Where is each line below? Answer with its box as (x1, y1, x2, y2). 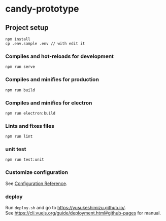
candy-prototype (5, 3, 79, 15)
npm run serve (5, 64, 36, 69)
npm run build (5, 87, 36, 93)
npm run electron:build (5, 110, 56, 116)
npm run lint (5, 134, 33, 139)
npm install (5, 36, 30, 42)
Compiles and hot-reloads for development (5, 53, 114, 60)
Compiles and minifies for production (5, 76, 99, 83)
